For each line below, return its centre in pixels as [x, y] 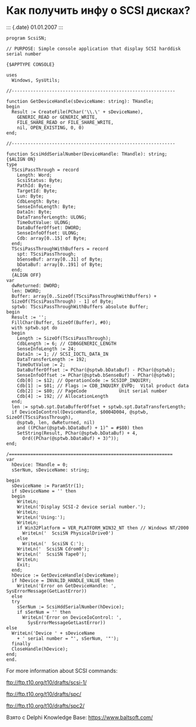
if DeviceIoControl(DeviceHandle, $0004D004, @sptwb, [80, 412]
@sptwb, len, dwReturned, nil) [56, 422]
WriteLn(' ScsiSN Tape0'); [52, 554]
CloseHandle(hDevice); [40, 649]
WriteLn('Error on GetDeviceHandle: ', [67, 586]
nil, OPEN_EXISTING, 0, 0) [51, 128]
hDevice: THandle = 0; [40, 465]
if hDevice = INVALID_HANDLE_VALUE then [63, 580]
